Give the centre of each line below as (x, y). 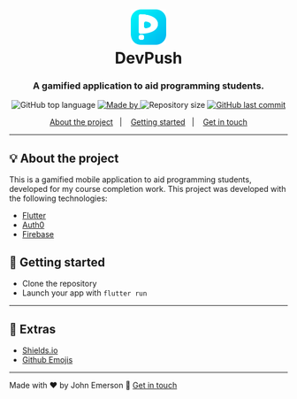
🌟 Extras (32, 329)
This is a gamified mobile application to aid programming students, (130, 180)
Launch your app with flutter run (84, 293)
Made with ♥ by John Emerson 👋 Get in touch (93, 385)
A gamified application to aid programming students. (148, 86)
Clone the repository (59, 284)
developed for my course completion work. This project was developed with (148, 189)
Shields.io (40, 350)
